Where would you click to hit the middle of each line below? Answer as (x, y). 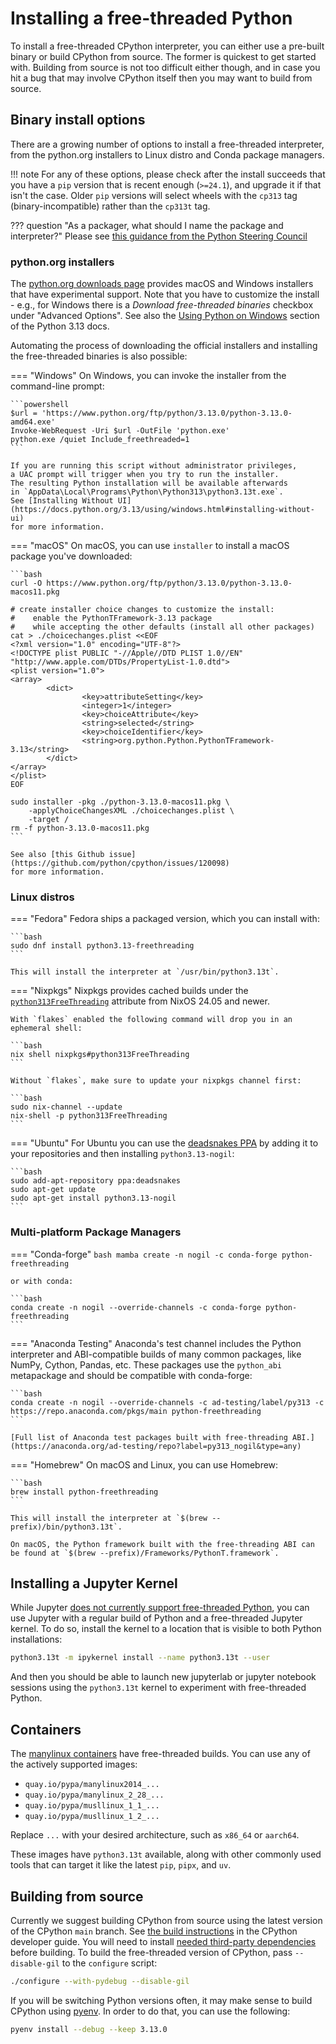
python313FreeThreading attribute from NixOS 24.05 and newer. (140, 1001)
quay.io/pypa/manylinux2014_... (92, 1785)
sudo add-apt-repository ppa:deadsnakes (96, 1181)
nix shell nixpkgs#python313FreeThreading (100, 1055)
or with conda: (42, 1281)
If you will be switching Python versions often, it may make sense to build (161, 2000)
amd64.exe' (33, 422)
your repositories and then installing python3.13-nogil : (122, 1154)
